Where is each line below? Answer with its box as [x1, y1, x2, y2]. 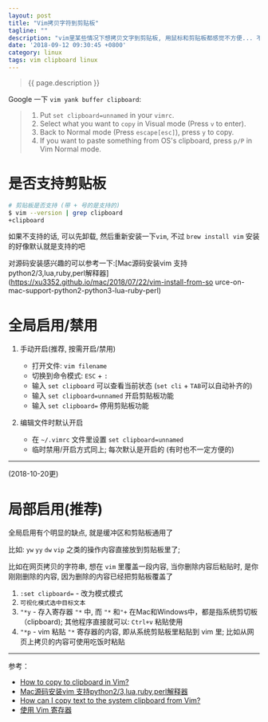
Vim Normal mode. [39, 144, 102, 154]
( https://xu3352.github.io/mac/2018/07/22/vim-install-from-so [8, 277, 214, 287]
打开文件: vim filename [31, 361, 108, 371]
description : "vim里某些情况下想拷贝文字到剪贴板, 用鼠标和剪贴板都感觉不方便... [8, 33, 254, 42]
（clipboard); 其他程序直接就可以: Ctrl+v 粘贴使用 [19, 617, 183, 626]
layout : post [8, 11, 52, 20]
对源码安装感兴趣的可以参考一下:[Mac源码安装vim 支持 [8, 258, 188, 268]
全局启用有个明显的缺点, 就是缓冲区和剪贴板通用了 [8, 528, 173, 538]
